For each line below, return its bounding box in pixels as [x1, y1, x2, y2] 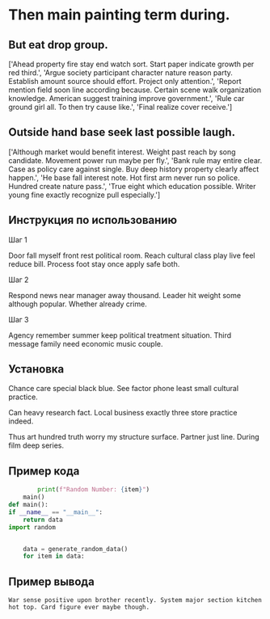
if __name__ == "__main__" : [8, 507, 103, 516]
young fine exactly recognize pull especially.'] [8, 190, 161, 200]
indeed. [8, 416, 34, 426]
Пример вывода [8, 575, 95, 588]
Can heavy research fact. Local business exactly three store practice [8, 408, 238, 418]
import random [8, 523, 57, 531]
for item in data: [23, 552, 85, 561]
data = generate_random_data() [23, 545, 129, 553]
